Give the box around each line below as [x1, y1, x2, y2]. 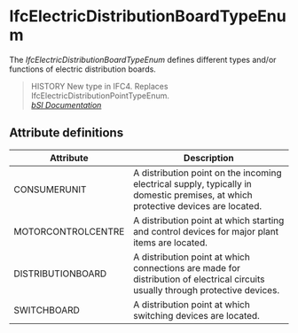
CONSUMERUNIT [13, 183, 87, 196]
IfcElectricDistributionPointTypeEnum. [30, 90, 170, 101]
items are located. [132, 236, 208, 249]
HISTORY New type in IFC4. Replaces [30, 81, 169, 91]
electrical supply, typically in [132, 177, 253, 190]
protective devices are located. [132, 199, 263, 212]
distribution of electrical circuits [132, 273, 265, 285]
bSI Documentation [30, 99, 102, 110]
